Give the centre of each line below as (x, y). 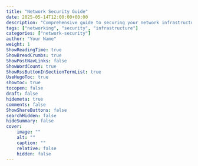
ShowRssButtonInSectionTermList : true (54, 72)
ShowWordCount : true (32, 66)
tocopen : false (25, 88)
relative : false (37, 148)
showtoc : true (24, 83)
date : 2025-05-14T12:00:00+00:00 (47, 17)
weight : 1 (18, 45)
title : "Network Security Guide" (47, 11)
